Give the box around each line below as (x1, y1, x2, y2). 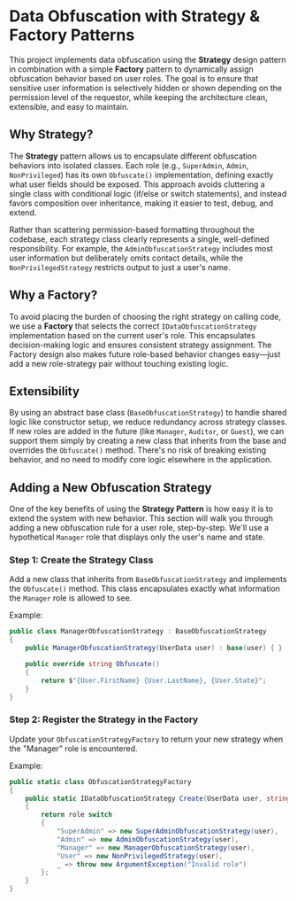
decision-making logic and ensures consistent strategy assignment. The (9, 339, 272, 350)
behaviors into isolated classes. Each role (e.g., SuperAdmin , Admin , (9, 159, 249, 170)
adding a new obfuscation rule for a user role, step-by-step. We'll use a (9, 523, 270, 533)
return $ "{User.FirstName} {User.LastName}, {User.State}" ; (41, 676, 267, 685)
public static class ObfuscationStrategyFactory (9, 777, 192, 786)
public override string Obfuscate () (25, 660, 161, 669)
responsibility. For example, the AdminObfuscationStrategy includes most (9, 243, 274, 253)
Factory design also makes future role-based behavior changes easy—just (9, 348, 281, 360)
